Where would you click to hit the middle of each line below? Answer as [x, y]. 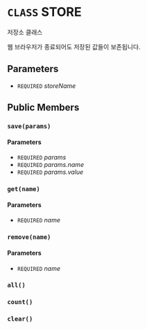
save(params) [29, 126]
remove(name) [29, 237]
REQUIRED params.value [50, 172]
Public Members [43, 108]
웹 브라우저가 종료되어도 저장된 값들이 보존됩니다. [74, 46]
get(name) [24, 189]
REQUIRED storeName [46, 86]
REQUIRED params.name [51, 165]
